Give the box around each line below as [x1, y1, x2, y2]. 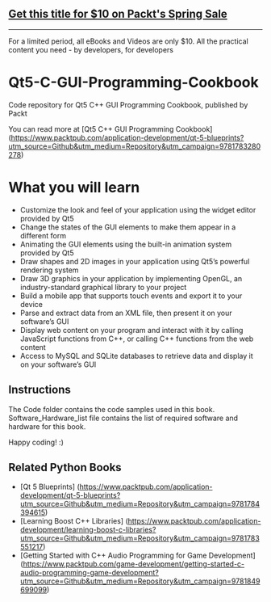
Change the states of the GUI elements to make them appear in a [19, 222, 236, 232]
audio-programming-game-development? [19, 568, 159, 578]
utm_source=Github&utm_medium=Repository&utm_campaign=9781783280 [8, 141, 261, 151]
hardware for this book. [8, 421, 86, 432]
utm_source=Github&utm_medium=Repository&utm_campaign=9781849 [19, 576, 261, 586]
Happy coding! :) [8, 437, 65, 447]
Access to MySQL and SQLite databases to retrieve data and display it [19, 351, 254, 360]
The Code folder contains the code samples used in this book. [8, 404, 215, 414]
